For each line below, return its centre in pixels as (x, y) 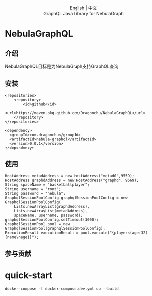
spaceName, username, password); (49, 215)
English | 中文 (83, 8)
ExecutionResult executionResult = (42, 233)
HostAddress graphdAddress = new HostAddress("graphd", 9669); (72, 180)
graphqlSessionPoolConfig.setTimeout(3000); (52, 220)
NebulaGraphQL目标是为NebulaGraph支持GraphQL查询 (62, 66)
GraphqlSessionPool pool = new (38, 224)
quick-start (29, 275)
